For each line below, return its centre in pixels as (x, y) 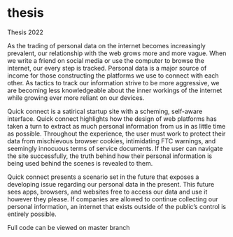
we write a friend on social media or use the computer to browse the (106, 60)
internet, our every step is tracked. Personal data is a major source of (107, 68)
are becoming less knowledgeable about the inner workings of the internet (115, 90)
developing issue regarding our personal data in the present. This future (111, 184)
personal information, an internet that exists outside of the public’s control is (116, 206)
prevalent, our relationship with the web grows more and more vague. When (117, 53)
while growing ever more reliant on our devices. (76, 98)
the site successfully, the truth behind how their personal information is (110, 156)
